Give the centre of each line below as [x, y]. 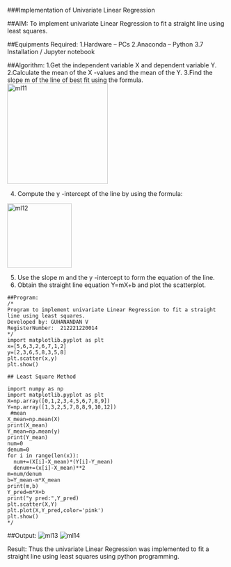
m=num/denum [24, 474]
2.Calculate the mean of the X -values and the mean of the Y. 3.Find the [110, 73]
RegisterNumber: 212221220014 [53, 328]
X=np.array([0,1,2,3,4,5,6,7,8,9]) [59, 401]
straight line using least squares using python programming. [93, 556]
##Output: [22, 535]
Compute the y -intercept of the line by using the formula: [100, 194]
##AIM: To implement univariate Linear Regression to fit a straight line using [116, 23]
